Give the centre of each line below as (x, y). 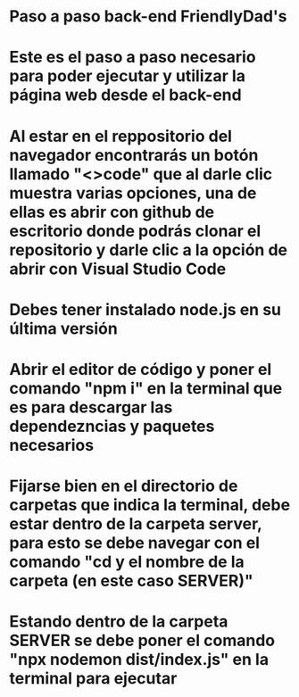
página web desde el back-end (126, 95)
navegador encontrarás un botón (134, 155)
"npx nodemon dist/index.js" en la (139, 660)
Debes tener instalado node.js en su (145, 309)
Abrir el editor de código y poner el (141, 369)
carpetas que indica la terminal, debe (150, 505)
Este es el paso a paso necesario (133, 58)
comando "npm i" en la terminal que (146, 388)
